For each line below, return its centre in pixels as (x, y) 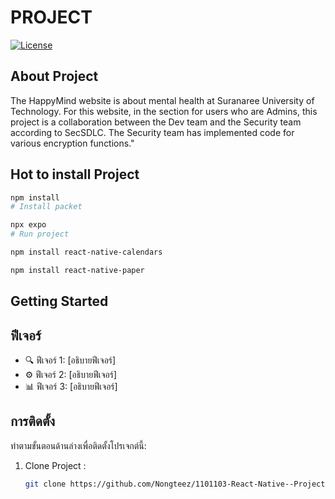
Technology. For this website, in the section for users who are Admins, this (164, 111)
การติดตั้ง (33, 421)
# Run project (40, 234)
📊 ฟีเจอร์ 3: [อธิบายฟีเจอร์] (71, 387)
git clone (45, 484)
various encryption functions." (72, 143)
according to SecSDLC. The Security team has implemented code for (152, 132)
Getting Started (59, 301)
